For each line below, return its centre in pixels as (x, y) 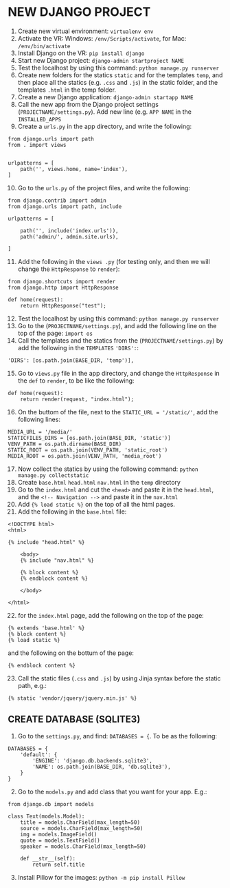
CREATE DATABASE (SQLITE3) (74, 719)
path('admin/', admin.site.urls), (69, 236)
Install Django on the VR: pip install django (81, 53)
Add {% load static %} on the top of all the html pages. (96, 504)
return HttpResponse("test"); (64, 305)
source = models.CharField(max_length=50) (82, 828)
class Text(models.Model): (46, 816)
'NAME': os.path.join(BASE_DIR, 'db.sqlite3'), (102, 767)
